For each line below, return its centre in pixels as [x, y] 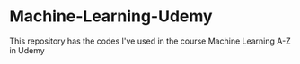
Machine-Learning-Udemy [111, 16]
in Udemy [27, 50]
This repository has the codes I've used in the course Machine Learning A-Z [150, 41]
